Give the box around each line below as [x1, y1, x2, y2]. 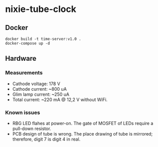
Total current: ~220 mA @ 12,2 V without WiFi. [12, 96, 108, 103]
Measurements [5, 69, 43, 76]
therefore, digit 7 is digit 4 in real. [12, 136, 81, 142]
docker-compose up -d [5, 41, 50, 46]
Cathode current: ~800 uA [12, 86, 67, 92]
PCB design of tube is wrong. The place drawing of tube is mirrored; [12, 131, 153, 137]
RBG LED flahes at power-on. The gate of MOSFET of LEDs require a [12, 120, 154, 126]
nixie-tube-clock [5, 3, 76, 15]
